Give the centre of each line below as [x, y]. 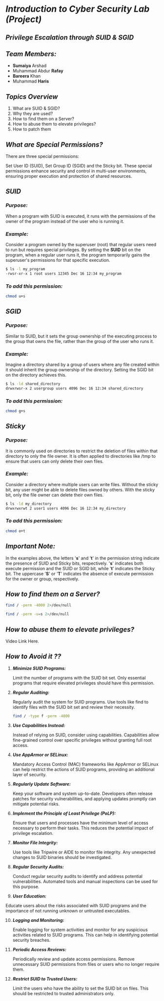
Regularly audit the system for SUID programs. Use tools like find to [80, 702]
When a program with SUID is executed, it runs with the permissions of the [81, 216]
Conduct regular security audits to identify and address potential [78, 876]
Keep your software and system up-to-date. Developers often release [82, 793]
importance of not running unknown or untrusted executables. [68, 911]
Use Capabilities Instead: [39, 725]
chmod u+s [16, 297]
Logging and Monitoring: [38, 920]
